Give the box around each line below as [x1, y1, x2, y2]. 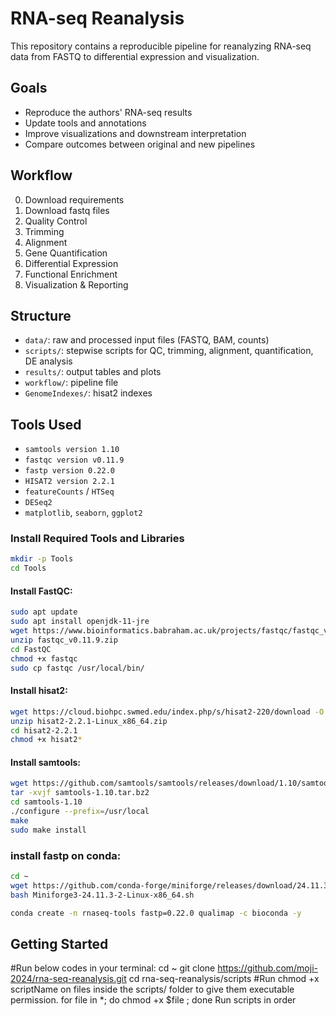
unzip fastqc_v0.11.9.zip [10, 635, 118, 646]
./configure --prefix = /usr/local [10, 807, 150, 817]
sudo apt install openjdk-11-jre [10, 617, 150, 627]
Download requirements [24, 193, 125, 206]
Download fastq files [24, 204, 110, 216]
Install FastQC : [10, 585, 73, 597]
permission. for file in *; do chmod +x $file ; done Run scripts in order [10, 994, 297, 1006]
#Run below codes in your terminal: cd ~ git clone [10, 962, 216, 974]
